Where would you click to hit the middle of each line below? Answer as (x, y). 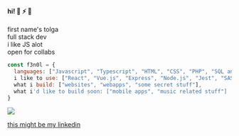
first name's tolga (33, 30)
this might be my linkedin (44, 125)
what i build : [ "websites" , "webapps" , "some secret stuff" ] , (108, 85)
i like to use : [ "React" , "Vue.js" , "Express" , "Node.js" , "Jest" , (116, 78)
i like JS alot (25, 45)
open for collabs (31, 52)
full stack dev (27, 37)
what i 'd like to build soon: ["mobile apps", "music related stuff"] (121, 91)
